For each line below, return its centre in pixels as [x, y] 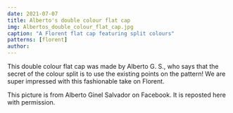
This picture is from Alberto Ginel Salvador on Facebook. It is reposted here [117, 95]
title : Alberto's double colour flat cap [69, 20]
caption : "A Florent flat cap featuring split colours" [91, 33]
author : [19, 46]
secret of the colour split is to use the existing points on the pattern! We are [116, 74]
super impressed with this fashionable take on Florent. [86, 81]
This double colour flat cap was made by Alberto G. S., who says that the [113, 66]
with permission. [31, 102]
